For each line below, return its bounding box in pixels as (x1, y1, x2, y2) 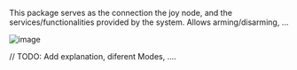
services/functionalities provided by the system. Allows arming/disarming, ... (9, 17, 289, 27)
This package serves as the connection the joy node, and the (9, 8, 233, 18)
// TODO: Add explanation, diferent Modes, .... (9, 51, 177, 61)
